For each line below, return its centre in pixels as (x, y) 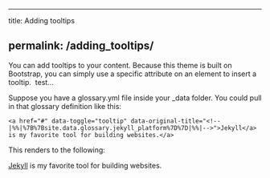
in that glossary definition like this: (65, 106)
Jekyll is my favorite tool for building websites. (85, 165)
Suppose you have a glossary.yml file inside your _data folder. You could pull (135, 98)
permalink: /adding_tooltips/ (81, 46)
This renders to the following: (57, 150)
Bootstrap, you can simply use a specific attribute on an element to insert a (133, 74)
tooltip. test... (31, 82)
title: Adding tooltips (41, 20)
